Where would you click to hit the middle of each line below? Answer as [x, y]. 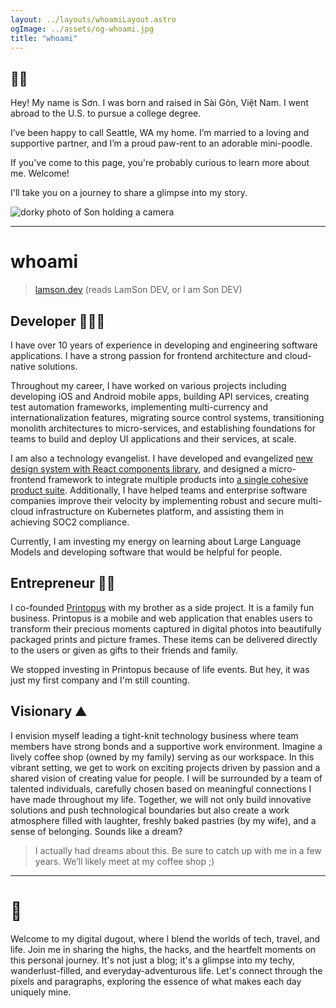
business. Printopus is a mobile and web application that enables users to [161, 618]
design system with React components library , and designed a [138, 468]
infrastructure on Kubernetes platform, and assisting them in [160, 511]
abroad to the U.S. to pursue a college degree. [106, 113]
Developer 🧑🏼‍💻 [58, 321]
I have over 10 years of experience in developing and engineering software [164, 345]
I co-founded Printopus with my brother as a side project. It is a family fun [162, 607]
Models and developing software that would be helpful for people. [146, 552]
